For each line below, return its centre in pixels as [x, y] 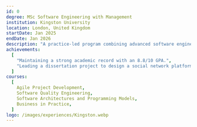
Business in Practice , [44, 104]
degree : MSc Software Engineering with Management [69, 17]
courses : [17, 77]
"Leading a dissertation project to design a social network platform [105, 66]
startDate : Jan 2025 [31, 33]
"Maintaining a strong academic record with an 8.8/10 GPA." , [94, 60]
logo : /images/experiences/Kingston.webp [57, 115]
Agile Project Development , [51, 88]
